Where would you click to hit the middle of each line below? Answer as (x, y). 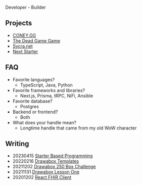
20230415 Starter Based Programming (53, 156)
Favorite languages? (34, 79)
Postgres (29, 106)
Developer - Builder (26, 7)
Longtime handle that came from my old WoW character (78, 128)
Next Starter (25, 51)
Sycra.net (22, 46)
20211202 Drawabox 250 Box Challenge (54, 167)
